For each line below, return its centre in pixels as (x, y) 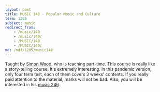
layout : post (18, 9)
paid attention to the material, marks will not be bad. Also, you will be (74, 79)
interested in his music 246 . (33, 84)
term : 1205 (16, 18)
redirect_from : (20, 28)
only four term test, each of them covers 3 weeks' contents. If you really (77, 74)
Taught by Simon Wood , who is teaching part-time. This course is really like (80, 64)
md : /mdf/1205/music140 (29, 50)
